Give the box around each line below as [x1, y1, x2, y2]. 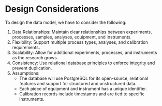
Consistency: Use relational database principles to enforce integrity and [12, 60, 155, 66]
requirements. [12, 44, 40, 50]
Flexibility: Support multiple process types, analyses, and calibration [12, 39, 148, 45]
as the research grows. [12, 54, 58, 60]
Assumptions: [12, 70, 40, 76]
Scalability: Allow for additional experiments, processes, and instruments [12, 50, 157, 55]
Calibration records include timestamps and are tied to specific [19, 91, 145, 97]
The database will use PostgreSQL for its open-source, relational [19, 75, 148, 81]
